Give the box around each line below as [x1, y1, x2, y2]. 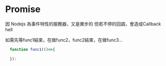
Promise [5, 4, 41, 15]
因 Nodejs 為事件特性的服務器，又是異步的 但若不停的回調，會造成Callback [5, 21, 161, 27]
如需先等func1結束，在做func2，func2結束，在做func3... [5, 37, 123, 43]
